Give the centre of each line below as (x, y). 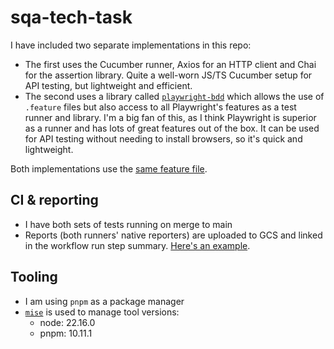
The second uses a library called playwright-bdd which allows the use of (174, 96)
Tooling (34, 277)
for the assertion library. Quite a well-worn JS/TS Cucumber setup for (168, 75)
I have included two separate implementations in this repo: (131, 45)
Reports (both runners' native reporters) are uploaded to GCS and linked (173, 235)
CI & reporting (54, 200)
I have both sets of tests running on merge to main (128, 224)
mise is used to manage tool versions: (102, 312)
